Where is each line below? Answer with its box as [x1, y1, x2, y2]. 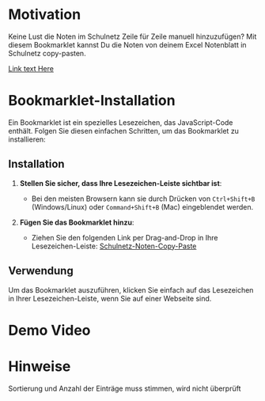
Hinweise [8, 357, 71, 375]
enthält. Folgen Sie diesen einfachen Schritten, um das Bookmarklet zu [8, 126, 240, 135]
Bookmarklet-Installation [8, 92, 176, 110]
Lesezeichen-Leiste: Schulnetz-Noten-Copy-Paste [31, 241, 197, 251]
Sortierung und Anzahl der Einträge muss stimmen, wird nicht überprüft [8, 384, 241, 393]
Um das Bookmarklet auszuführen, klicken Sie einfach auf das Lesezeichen [8, 285, 254, 294]
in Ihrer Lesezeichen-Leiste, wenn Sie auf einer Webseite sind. [8, 293, 212, 303]
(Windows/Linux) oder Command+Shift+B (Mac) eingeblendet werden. [31, 202, 254, 211]
